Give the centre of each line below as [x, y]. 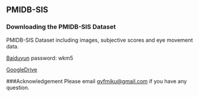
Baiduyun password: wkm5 [40, 58]
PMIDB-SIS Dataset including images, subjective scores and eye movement [100, 40]
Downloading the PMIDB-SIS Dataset [61, 27]
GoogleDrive [22, 69]
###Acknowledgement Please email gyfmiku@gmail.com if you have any [97, 81]
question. [18, 87]
